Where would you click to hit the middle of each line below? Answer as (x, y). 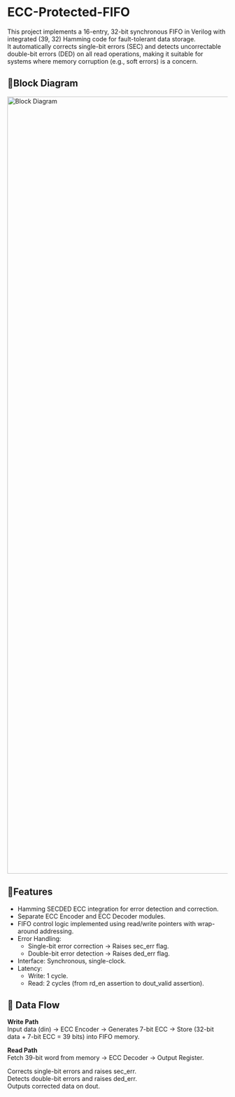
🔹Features (30, 892)
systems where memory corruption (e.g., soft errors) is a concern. (102, 61)
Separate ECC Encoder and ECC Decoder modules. (91, 916)
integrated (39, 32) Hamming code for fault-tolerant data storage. (101, 39)
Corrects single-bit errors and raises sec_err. (72, 1071)
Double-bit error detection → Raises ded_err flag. (99, 953)
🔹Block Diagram (43, 84)
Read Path (22, 1050)
